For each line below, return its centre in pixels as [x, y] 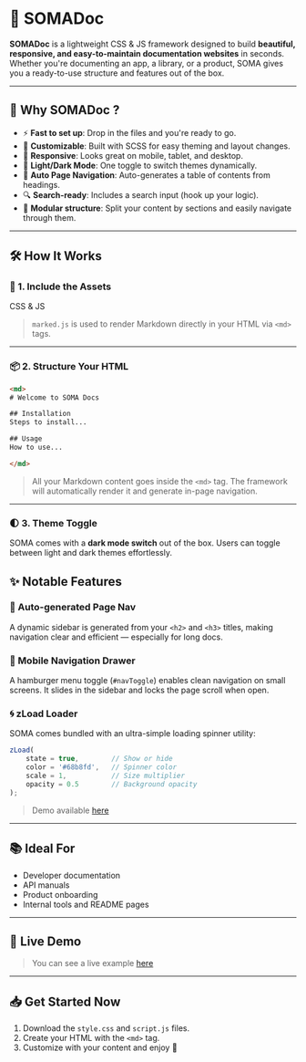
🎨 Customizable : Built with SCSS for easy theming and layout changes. [157, 146]
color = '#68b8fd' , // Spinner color [102, 767]
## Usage [26, 439]
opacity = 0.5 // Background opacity [112, 784]
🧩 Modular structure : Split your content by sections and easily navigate [157, 208]
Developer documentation [71, 875]
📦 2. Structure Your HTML [69, 367]
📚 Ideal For [42, 849]
